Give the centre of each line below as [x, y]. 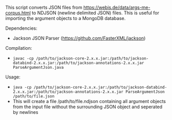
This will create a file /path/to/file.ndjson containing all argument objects [89, 101]
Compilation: [19, 48]
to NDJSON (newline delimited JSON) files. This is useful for [95, 13]
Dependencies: [21, 28]
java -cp [22, 87]
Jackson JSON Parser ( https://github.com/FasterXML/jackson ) [79, 38]
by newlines [25, 112]
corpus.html [18, 13]
